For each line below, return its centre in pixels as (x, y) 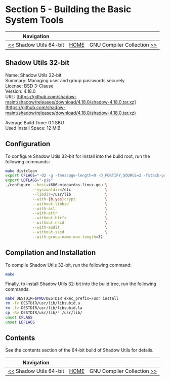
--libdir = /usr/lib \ (70, 194)
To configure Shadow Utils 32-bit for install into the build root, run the (78, 156)
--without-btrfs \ (70, 218)
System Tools (34, 20)
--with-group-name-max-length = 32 (67, 237)
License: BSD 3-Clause (29, 86)
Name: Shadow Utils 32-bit (33, 75)
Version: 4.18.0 (20, 91)
